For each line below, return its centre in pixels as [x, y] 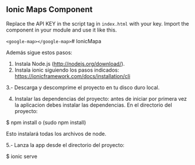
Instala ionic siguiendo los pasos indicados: [67, 70]
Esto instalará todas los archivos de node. [56, 134]
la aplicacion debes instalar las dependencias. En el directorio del [93, 105]
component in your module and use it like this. [62, 30]
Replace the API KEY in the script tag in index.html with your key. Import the [98, 23]
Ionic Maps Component [49, 10]
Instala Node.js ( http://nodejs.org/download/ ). [69, 64]
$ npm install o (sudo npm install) [46, 122]
